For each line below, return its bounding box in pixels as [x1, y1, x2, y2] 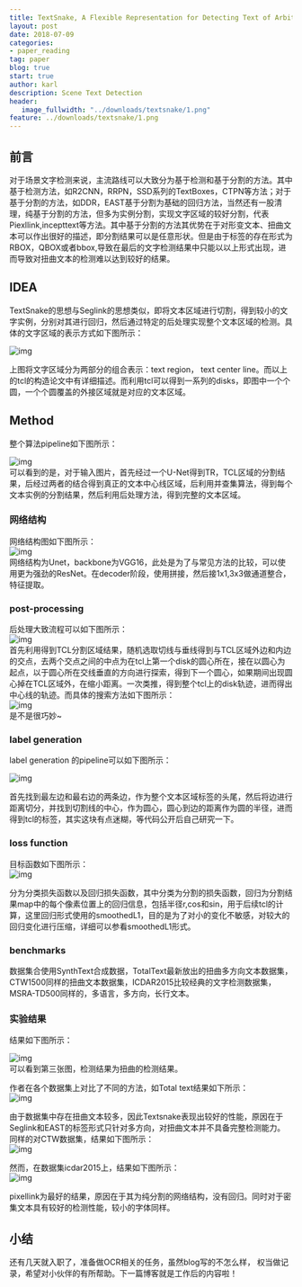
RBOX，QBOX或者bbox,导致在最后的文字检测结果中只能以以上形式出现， [9, 242, 279, 253]
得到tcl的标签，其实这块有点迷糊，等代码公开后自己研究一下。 [9, 814, 239, 825]
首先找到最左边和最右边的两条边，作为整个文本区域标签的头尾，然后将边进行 [9, 791, 293, 802]
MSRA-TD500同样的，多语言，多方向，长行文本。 [9, 988, 195, 999]
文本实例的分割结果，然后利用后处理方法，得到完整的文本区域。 [9, 489, 245, 500]
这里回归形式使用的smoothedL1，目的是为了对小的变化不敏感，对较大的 [24, 909, 290, 920]
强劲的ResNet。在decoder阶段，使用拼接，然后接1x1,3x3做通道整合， [32, 568, 291, 578]
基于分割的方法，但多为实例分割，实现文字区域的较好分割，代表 [32, 208, 270, 219]
